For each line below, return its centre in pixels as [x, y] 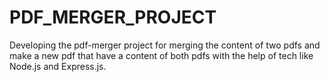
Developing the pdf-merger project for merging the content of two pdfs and [165, 45]
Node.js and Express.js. [58, 66]
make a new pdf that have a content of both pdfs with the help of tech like [161, 55]
